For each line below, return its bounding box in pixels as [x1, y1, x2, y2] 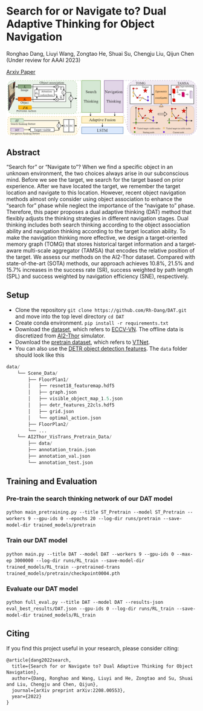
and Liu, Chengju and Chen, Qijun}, [6, 681, 98, 687]
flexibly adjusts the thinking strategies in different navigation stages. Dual [6, 214, 189, 222]
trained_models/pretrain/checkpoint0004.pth [6, 570, 120, 577]
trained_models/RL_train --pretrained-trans [6, 564, 120, 570]
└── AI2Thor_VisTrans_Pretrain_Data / [17, 434, 112, 440]
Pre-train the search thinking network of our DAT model [6, 495, 173, 503]
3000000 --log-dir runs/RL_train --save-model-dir [14, 557, 145, 564]
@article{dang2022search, [6, 657, 71, 663]
